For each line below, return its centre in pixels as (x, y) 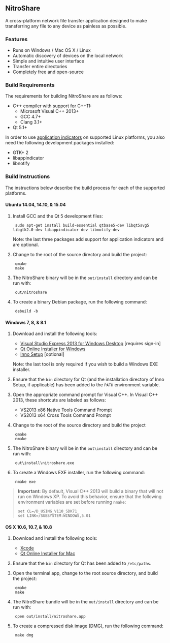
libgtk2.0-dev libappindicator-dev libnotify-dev (66, 230)
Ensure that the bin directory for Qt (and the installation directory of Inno (88, 379)
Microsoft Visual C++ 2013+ (49, 111)
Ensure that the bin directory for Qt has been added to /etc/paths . (82, 563)
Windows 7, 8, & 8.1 (26, 322)
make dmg (24, 635)
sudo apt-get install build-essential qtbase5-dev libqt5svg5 (82, 225)
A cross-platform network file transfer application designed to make (76, 20)
